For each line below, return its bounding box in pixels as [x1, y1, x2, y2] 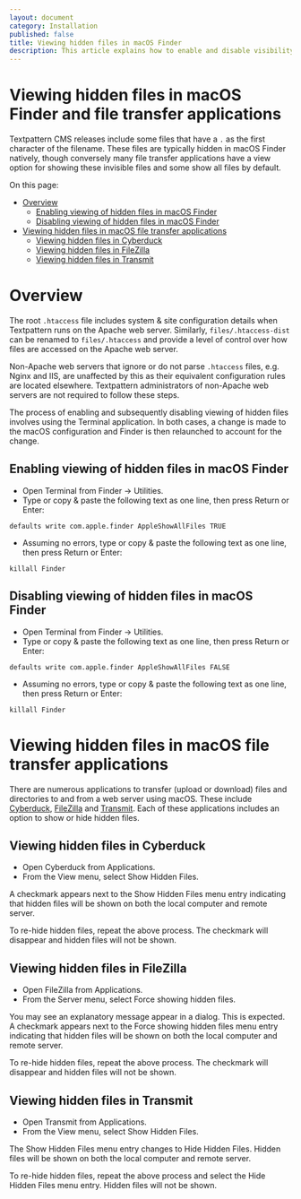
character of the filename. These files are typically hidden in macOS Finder [9, 143, 287, 154]
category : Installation [9, 22, 99, 30]
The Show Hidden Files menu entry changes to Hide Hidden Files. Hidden [9, 1143, 281, 1154]
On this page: [9, 180, 59, 191]
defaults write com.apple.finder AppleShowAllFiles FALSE [9, 662, 230, 672]
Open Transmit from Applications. [21, 1117, 148, 1127]
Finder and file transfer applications [9, 104, 282, 125]
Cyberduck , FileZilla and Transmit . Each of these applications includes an [9, 803, 280, 814]
